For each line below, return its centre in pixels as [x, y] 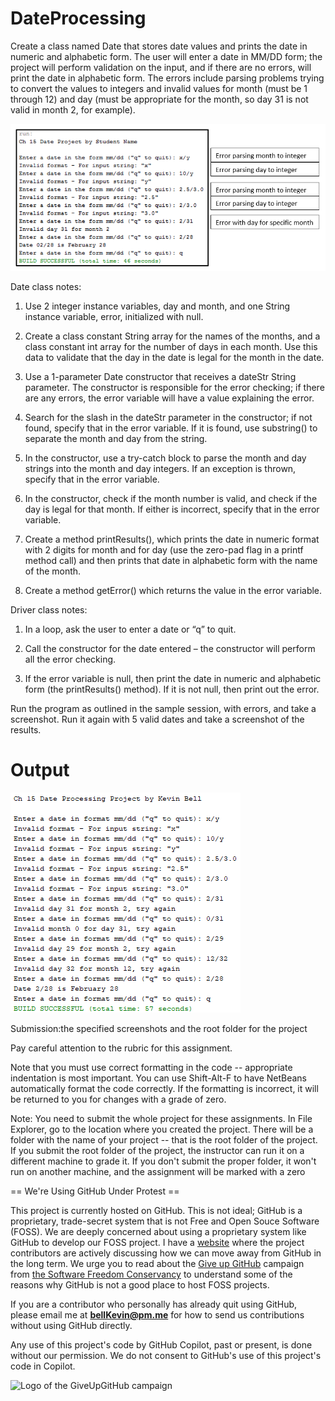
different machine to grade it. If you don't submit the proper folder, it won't [163, 1161]
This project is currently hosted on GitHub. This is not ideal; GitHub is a [156, 1211]
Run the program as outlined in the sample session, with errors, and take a [163, 709]
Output [40, 770]
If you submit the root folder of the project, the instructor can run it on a [157, 1151]
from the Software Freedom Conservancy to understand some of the [151, 1274]
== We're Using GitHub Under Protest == [95, 1191]
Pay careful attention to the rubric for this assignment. [121, 1048]
